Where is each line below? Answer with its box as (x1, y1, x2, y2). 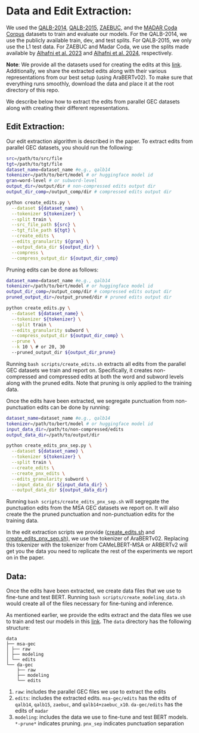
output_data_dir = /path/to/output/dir (6, 432, 100, 438)
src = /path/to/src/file (6, 155, 63, 161)
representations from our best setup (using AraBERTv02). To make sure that (6, 74, 193, 81)
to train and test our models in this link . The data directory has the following (6, 618, 192, 625)
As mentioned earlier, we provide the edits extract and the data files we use (6, 612, 192, 619)
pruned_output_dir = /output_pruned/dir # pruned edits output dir (6, 294, 172, 300)
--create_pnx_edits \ (11, 471, 66, 477)
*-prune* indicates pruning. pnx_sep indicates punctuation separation (14, 720, 185, 727)
